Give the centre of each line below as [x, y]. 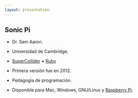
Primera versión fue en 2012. [42, 71]
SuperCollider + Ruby [34, 61]
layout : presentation [27, 10]
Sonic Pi [18, 30]
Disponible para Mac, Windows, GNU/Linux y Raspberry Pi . [72, 90]
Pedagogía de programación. [42, 81]
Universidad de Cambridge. [40, 51]
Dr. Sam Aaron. [27, 42]
